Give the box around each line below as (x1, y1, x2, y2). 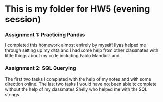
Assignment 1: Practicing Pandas (5, 31, 85, 38)
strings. (5, 91, 21, 97)
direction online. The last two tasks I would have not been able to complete (5, 81, 157, 87)
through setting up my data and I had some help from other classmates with (5, 47, 159, 53)
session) (5, 14, 41, 25)
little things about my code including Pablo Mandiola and (5, 53, 120, 59)
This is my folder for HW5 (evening (5, 3, 150, 15)
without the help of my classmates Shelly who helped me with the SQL (5, 86, 148, 92)
